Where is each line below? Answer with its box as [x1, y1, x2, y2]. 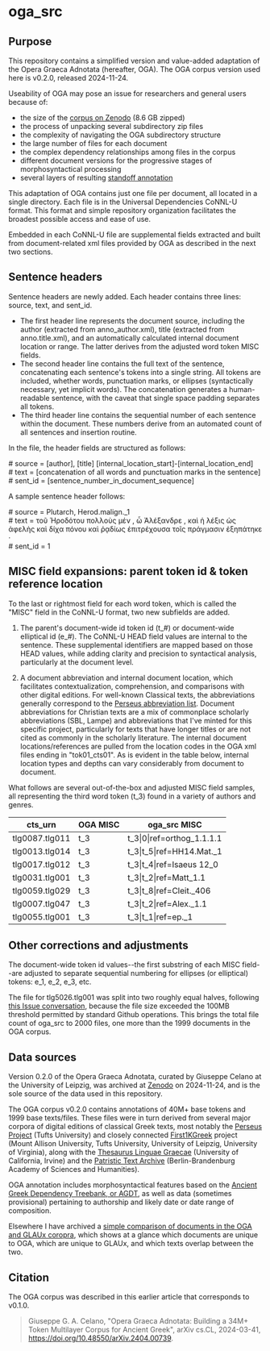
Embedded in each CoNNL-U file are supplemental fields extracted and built [8, 230, 261, 240]
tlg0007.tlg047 [12, 898, 71, 909]
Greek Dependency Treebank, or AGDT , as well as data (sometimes [8, 1189, 232, 1199]
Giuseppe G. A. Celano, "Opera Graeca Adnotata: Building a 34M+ [27, 1316, 248, 1326]
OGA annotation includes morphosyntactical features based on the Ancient [8, 1180, 258, 1190]
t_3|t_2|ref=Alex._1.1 [127, 898, 207, 909]
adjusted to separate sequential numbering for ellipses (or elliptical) [23, 969, 248, 978]
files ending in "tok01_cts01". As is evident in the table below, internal [19, 749, 250, 760]
